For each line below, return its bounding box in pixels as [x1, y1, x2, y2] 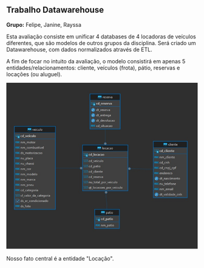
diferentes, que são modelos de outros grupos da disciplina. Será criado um [6, 39, 196, 46]
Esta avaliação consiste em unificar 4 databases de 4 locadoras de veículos [6, 33, 196, 40]
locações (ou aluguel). [6, 70, 63, 78]
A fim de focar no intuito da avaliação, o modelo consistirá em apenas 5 [6, 57, 186, 65]
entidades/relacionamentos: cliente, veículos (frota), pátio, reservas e [6, 64, 180, 71]
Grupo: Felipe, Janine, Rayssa [6, 21, 82, 28]
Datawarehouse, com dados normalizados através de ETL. [6, 46, 153, 53]
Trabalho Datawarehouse [6, 5, 104, 15]
